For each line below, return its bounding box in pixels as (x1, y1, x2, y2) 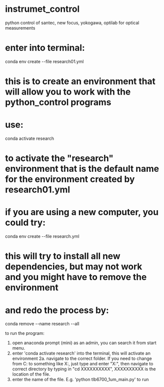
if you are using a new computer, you (5, 207, 159, 218)
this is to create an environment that (5, 76, 156, 87)
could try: (5, 217, 46, 228)
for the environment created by (5, 174, 135, 185)
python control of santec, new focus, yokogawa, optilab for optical (5, 20, 139, 26)
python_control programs (5, 97, 111, 108)
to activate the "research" (5, 153, 114, 164)
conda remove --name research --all (5, 321, 80, 327)
